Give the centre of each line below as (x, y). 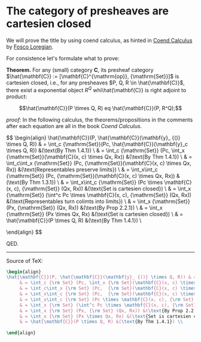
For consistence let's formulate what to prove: (63, 58)
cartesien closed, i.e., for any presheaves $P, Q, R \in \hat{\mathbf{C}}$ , (96, 83)
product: (17, 96)
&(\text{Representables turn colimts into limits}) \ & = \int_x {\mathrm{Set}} (98, 201)
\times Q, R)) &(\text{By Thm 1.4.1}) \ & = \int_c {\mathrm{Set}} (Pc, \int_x (96, 150)
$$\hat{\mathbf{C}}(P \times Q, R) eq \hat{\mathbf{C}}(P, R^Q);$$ (100, 108)
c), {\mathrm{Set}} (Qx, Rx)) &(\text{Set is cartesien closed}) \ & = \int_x (103, 188)
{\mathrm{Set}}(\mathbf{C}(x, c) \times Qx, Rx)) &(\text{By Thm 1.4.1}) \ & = (99, 156)
